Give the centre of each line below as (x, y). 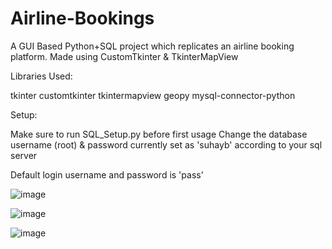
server (24, 155)
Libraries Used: (41, 76)
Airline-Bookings (82, 18)
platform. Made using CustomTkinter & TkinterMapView (124, 56)
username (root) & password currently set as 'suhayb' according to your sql (166, 144)
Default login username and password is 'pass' (107, 174)
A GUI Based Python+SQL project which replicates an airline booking (152, 46)
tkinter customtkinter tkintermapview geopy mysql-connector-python (153, 95)
